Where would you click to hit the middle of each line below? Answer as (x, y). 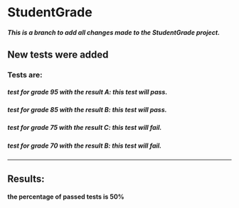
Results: (26, 179)
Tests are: (25, 75)
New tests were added (58, 55)
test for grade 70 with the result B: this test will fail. (85, 146)
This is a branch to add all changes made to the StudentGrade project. (114, 32)
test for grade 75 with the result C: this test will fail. (85, 128)
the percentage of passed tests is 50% (66, 197)
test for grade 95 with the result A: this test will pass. (87, 92)
